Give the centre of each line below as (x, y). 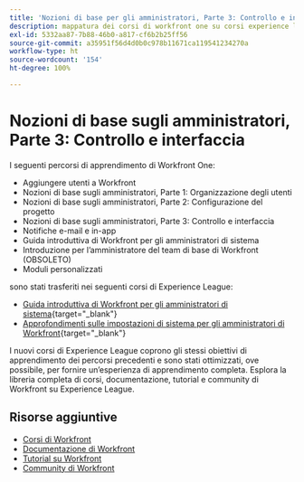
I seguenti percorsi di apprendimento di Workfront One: (112, 165)
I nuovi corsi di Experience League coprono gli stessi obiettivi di (128, 350)
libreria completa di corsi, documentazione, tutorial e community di (134, 379)
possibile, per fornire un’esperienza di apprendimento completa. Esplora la (148, 369)
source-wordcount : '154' (56, 60)
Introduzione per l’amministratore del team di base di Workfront (141, 250)
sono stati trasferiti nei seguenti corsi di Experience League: (121, 287)
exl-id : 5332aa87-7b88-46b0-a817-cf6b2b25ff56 (99, 34)
